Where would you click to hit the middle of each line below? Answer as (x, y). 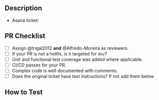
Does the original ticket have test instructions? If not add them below (83, 76)
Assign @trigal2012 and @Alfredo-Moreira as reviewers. (70, 48)
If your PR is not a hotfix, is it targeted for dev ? (59, 53)
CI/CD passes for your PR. (39, 65)
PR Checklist (25, 36)
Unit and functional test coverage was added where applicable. (77, 59)
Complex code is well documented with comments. (65, 70)
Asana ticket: (25, 20)
